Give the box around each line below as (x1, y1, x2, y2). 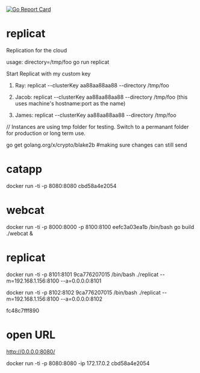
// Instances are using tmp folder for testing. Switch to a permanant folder (6, 123, 189, 130)
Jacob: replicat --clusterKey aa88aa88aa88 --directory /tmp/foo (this (14, 93, 188, 101)
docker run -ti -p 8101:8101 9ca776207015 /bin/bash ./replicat (6, 271, 159, 278)
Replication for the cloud (6, 46, 67, 54)
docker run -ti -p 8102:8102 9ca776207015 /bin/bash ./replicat (6, 289, 161, 296)
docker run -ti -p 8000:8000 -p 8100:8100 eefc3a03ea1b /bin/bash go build (6, 223, 195, 230)
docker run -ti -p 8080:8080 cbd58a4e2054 (6, 182, 117, 189)
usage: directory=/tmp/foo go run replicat (6, 58, 110, 66)
